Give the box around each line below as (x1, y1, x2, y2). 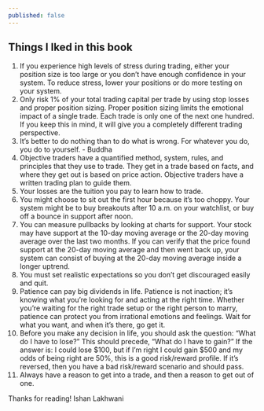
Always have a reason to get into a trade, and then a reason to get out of (19, 370, 255, 380)
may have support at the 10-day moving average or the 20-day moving (19, 229, 249, 238)
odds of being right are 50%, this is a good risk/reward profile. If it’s (19, 354, 239, 363)
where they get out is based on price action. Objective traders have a (19, 170, 244, 179)
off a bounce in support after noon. (19, 211, 134, 221)
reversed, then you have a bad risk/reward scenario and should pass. (19, 362, 244, 372)
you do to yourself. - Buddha (19, 145, 112, 154)
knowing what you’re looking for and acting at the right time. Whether (19, 295, 245, 305)
